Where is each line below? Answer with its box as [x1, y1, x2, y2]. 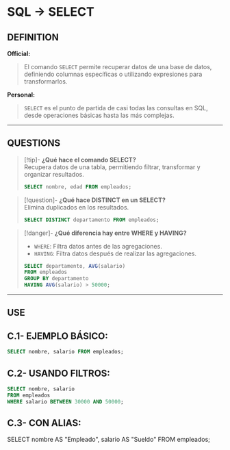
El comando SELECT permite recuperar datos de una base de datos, [23, 63, 212, 71]
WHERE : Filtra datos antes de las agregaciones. [34, 242, 162, 250]
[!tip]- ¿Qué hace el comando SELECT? [23, 155, 137, 164]
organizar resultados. [23, 170, 84, 178]
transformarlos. [23, 77, 68, 86]
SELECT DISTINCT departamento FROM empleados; [23, 216, 159, 223]
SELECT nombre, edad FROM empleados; [23, 183, 132, 190]
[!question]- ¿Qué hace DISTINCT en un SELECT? [23, 196, 166, 204]
